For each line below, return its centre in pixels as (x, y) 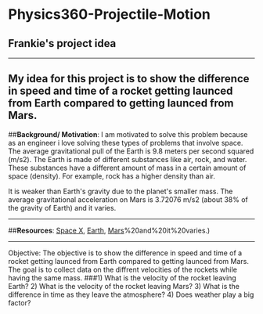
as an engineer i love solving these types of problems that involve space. (126, 143)
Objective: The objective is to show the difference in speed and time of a (125, 253)
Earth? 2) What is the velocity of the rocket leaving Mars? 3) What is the (124, 286)
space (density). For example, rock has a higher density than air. (112, 176)
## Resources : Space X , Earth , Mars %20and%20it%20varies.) (109, 230)
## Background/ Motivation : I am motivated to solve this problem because (128, 134)
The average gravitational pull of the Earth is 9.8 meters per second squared (131, 151)
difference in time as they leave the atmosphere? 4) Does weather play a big (131, 294)
